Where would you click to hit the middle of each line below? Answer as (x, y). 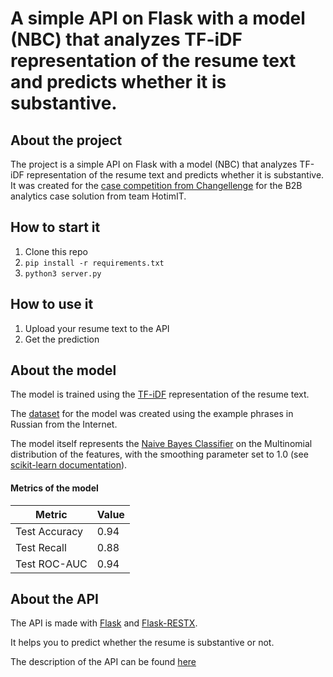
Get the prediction (62, 339)
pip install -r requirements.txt (94, 263)
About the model (63, 370)
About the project (66, 140)
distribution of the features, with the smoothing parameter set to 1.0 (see (159, 454)
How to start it (55, 227)
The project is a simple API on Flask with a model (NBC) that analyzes (154, 164)
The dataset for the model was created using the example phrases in (152, 414)
